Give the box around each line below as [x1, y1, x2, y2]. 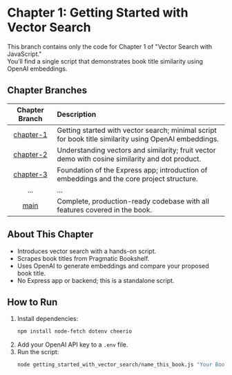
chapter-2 [13, 149, 48, 159]
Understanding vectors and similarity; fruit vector [57, 145, 216, 155]
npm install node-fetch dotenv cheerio [17, 328, 133, 335]
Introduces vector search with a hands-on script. [17, 247, 157, 255]
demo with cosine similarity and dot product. [57, 154, 202, 163]
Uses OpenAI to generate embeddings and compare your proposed [17, 262, 209, 270]
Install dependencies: [17, 315, 79, 323]
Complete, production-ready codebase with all [57, 196, 209, 205]
